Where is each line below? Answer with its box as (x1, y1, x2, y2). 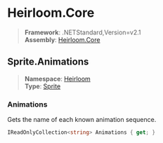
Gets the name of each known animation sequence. (7, 116, 157, 124)
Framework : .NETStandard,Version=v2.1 (24, 28, 141, 36)
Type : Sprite (24, 82, 61, 90)
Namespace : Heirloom (24, 74, 91, 83)
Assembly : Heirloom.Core (24, 35, 100, 43)
